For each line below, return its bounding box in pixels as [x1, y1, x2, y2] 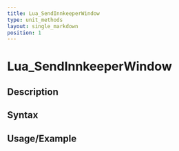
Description [7, 86, 59, 97]
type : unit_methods [7, 16, 63, 23]
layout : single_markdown [7, 23, 78, 30]
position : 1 [7, 29, 41, 36]
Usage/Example [7, 132, 77, 144]
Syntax [7, 109, 39, 121]
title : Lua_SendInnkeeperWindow [7, 10, 100, 17]
